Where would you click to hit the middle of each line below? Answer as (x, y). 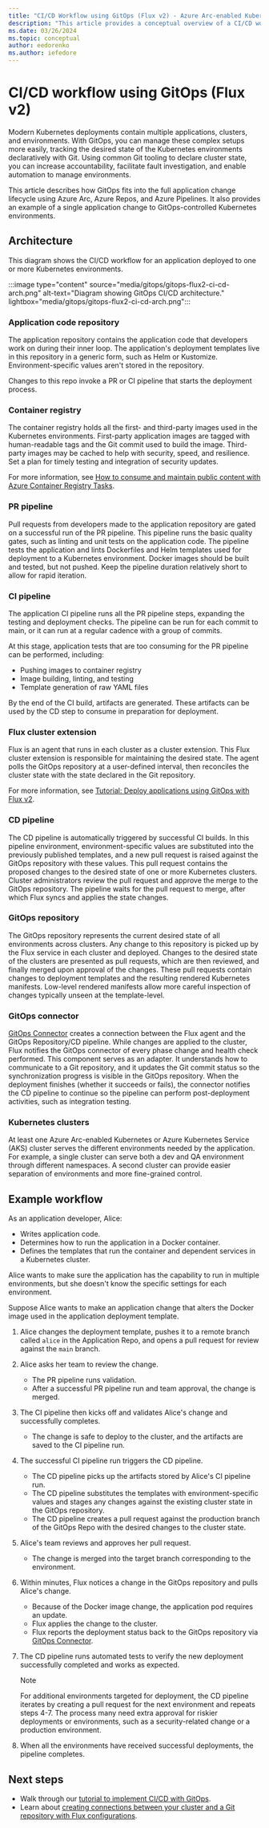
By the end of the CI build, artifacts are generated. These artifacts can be (129, 702)
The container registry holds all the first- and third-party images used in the (133, 428)
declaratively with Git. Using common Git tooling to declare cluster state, (128, 157)
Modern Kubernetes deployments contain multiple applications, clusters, (128, 132)
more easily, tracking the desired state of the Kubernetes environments (125, 148)
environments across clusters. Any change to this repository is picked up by (133, 944)
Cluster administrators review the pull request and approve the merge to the (133, 880)
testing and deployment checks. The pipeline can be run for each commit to (133, 622)
